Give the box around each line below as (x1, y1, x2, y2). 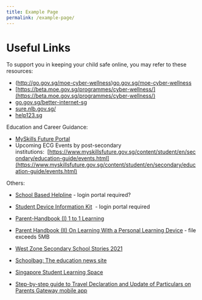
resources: (6, 68, 33, 75)
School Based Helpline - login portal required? (15, 191, 131, 199)
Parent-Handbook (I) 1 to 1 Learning (15, 215, 105, 223)
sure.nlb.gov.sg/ (15, 105, 56, 113)
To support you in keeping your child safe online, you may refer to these (6, 61, 187, 68)
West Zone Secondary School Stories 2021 (15, 245, 123, 252)
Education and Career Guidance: (6, 123, 88, 131)
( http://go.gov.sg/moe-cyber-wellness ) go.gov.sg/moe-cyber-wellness (15, 79, 192, 87)
